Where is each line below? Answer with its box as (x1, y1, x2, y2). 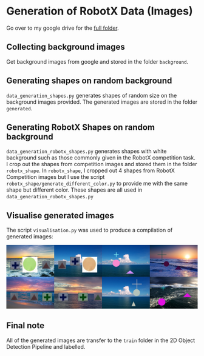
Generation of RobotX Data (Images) (6, 4, 193, 18)
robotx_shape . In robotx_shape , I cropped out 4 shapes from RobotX (6, 167, 175, 174)
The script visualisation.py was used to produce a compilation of (6, 226, 173, 234)
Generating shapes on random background (6, 76, 172, 86)
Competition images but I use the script (6, 173, 105, 181)
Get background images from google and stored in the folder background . (6, 58, 189, 65)
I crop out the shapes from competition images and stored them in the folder (6, 161, 197, 168)
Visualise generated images (6, 210, 114, 221)
